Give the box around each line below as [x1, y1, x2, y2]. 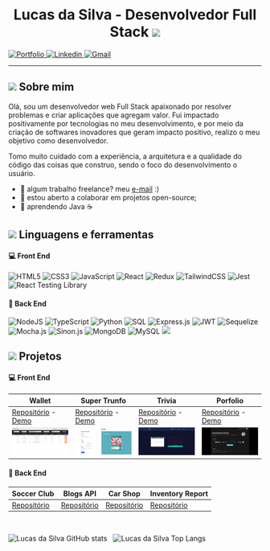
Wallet [29, 396, 51, 405]
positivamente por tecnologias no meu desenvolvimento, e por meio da [8, 118, 243, 128]
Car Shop [108, 488, 141, 498]
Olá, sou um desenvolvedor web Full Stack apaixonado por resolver [8, 101, 232, 111]
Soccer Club [11, 488, 55, 498]
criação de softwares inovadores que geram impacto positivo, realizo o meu [8, 127, 260, 137]
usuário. [8, 168, 36, 178]
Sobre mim [18, 80, 75, 94]
